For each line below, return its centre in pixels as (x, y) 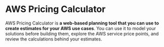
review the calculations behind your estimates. (54, 39)
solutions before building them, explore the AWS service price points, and (82, 33)
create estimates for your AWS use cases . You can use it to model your (80, 28)
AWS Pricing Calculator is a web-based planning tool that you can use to (82, 23)
